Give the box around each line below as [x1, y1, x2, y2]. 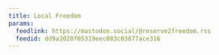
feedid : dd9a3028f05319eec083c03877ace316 [15, 34, 161, 43]
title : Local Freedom [8, 11, 82, 20]
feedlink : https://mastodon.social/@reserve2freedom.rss [15, 27, 212, 35]
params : [8, 19, 35, 27]
